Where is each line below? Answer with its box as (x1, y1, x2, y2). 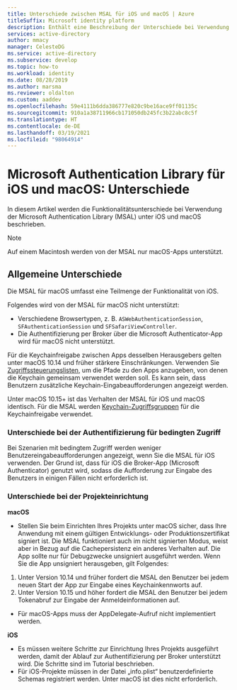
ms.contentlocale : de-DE (7, 122, 81, 130)
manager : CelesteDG (7, 43, 65, 50)
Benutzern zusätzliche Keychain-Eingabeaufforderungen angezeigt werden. (7, 381, 229, 389)
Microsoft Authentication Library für (7, 166, 225, 182)
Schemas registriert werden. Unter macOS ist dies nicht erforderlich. (17, 674, 218, 683)
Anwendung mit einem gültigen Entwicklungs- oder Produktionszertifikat (17, 529, 230, 537)
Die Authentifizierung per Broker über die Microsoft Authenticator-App (17, 329, 223, 338)
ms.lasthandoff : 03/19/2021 (7, 129, 91, 136)
